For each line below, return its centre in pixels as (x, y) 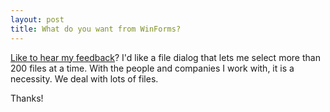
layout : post (37, 19)
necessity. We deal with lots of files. (84, 78)
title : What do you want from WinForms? (96, 29)
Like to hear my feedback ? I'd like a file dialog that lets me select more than (165, 57)
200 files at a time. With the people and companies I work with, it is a (152, 68)
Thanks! (27, 98)
